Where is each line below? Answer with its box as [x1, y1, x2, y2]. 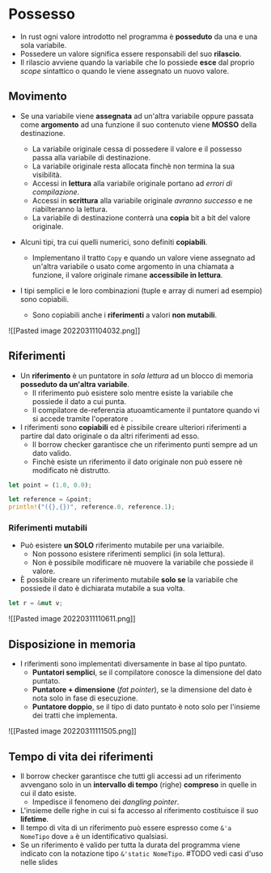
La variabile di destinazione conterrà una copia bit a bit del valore [32, 212, 251, 223]
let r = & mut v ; [8, 599, 63, 607]
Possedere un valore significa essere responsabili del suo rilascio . [19, 49, 242, 58]
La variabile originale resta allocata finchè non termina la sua [32, 161, 235, 171]
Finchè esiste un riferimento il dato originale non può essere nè [32, 457, 243, 466]
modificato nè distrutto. [32, 465, 111, 475]
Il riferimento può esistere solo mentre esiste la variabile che [32, 388, 234, 398]
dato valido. [32, 448, 72, 458]
